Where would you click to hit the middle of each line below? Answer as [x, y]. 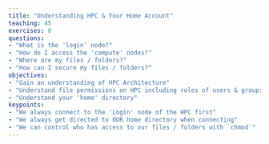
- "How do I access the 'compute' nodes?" [80, 53]
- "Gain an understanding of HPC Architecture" [89, 82]
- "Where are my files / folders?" [68, 61]
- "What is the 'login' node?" [60, 46]
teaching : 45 [30, 23]
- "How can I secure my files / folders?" [80, 68]
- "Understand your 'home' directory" [73, 98]
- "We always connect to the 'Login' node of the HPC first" [112, 113]
